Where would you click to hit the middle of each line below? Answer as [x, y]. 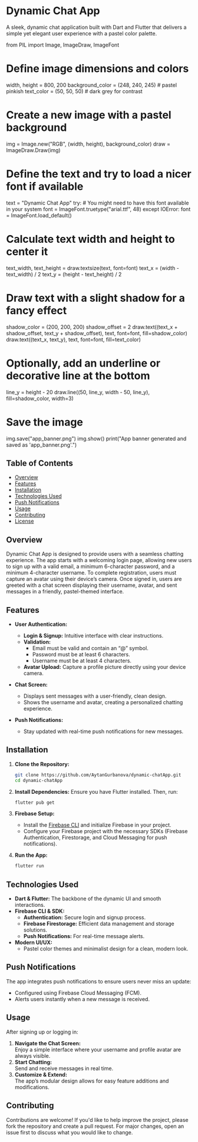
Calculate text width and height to [90, 239]
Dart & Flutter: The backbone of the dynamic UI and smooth [88, 899]
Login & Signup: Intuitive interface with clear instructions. [93, 635]
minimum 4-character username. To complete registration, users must [91, 573]
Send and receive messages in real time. [64, 1068]
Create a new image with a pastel [89, 115]
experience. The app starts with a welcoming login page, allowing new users [99, 560]
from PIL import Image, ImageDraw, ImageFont [63, 45]
